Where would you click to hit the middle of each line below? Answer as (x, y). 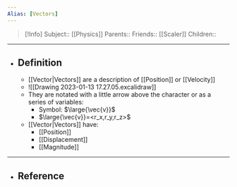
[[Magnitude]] (59, 147)
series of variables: (56, 102)
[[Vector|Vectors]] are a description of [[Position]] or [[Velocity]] (122, 80)
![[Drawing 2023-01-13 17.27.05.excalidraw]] (92, 87)
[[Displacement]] (63, 140)
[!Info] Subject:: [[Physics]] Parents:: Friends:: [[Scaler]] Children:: (120, 34)
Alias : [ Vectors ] (33, 14)
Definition (39, 63)
